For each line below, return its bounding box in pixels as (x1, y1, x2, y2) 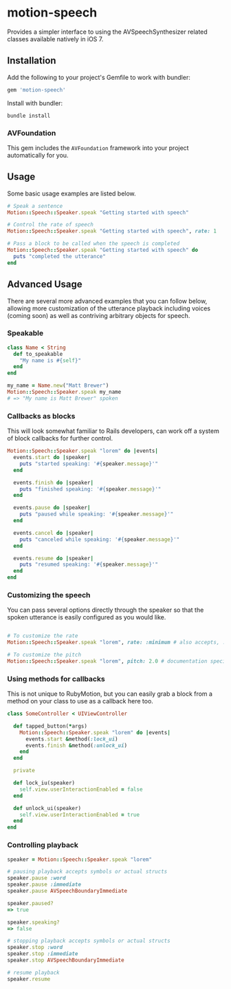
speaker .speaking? (7, 919, 60, 926)
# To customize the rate (7, 632, 78, 639)
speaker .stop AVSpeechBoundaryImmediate (7, 957, 125, 964)
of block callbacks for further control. (7, 434, 113, 443)
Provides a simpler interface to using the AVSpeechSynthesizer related (7, 28, 208, 36)
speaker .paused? (7, 900, 54, 906)
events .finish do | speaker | (13, 479, 94, 486)
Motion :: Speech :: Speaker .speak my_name (7, 389, 122, 396)
